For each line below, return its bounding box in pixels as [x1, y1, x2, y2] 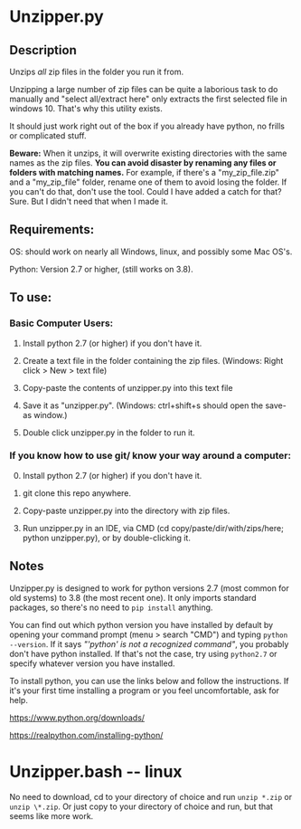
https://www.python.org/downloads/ [9, 712, 146, 723]
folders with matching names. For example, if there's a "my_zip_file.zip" [9, 167, 280, 177]
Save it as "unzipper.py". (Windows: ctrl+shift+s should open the [22, 400, 264, 411]
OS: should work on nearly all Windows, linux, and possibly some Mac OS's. [9, 246, 293, 257]
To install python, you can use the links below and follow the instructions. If [9, 675, 289, 686]
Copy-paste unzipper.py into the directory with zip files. [22, 505, 230, 516]
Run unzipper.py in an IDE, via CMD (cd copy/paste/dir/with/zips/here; [22, 522, 285, 533]
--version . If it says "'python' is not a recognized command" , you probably [9, 638, 289, 649]
